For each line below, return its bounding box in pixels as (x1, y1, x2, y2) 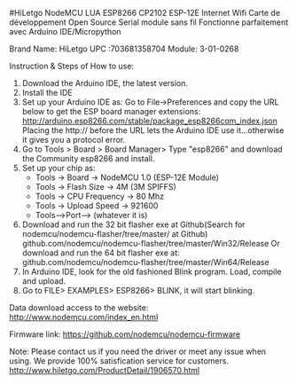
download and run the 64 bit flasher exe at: (21, 247, 180, 258)
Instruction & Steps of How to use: (9, 61, 135, 71)
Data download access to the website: (9, 302, 149, 313)
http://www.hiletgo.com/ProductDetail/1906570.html (9, 365, 200, 375)
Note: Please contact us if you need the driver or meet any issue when (9, 346, 267, 357)
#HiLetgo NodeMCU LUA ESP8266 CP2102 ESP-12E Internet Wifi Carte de (9, 8, 281, 18)
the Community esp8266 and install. (21, 153, 155, 163)
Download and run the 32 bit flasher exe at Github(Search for (21, 219, 246, 230)
